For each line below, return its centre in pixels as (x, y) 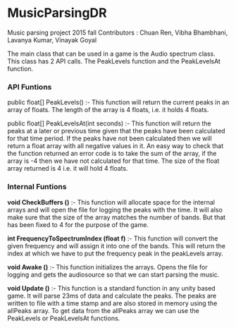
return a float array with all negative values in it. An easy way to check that (116, 146)
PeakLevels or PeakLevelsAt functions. (64, 318)
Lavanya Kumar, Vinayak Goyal (52, 40)
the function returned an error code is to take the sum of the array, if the (112, 154)
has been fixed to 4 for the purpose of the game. (78, 224)
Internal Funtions (37, 187)
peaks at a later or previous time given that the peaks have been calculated (116, 131)
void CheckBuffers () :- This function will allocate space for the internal (111, 202)
